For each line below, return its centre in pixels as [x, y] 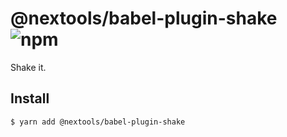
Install [30, 98]
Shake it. [28, 67]
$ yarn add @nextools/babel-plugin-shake [98, 122]
